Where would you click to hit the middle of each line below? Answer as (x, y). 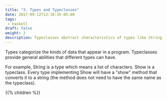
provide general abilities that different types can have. (61, 57)
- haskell (17, 24)
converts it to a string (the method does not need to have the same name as (83, 77)
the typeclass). (20, 82)
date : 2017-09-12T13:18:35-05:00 (40, 14)
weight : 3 (15, 33)
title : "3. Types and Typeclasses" (42, 10)
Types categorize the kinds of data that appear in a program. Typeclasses (81, 52)
